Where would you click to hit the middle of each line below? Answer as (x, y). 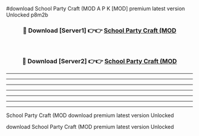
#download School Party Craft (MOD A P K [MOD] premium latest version (96, 9)
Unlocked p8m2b (27, 15)
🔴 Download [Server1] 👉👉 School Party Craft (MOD (99, 30)
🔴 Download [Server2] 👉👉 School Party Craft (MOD (99, 61)
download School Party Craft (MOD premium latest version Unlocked (90, 127)
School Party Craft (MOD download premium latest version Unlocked (90, 115)
